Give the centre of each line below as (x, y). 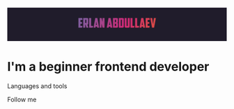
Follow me (22, 100)
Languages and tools (37, 86)
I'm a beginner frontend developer (108, 67)
